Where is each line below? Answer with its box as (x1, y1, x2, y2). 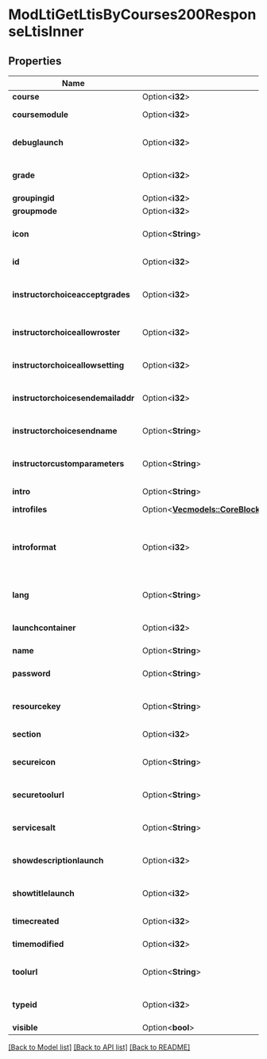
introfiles (12, 504, 48, 515)
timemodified (12, 939, 64, 949)
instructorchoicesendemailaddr (12, 392, 135, 403)
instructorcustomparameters (12, 458, 125, 469)
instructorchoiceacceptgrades (12, 289, 130, 300)
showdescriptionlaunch (12, 855, 104, 866)
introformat (12, 542, 57, 552)
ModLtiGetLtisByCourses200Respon (8, 6, 257, 24)
